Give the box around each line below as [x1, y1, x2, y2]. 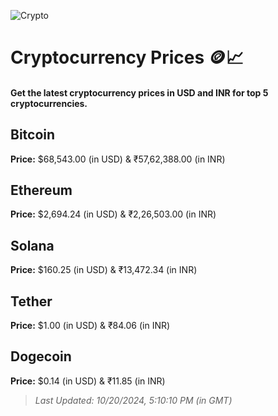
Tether [10, 293, 53, 310]
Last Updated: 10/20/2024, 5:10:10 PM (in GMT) [34, 394, 233, 406]
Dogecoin [10, 348, 72, 365]
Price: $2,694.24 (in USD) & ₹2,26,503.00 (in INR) [10, 208, 217, 220]
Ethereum [10, 181, 73, 199]
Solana [10, 237, 55, 254]
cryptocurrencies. [10, 97, 88, 109]
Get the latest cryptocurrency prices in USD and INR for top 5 [10, 86, 269, 99]
